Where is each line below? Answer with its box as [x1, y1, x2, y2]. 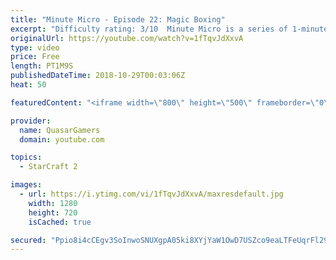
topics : [10, 152, 43, 163]
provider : [10, 116, 52, 126]
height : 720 [28, 207, 78, 218]
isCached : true [28, 217, 92, 227]
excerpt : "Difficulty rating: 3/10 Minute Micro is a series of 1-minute [10, 24, 329, 34]
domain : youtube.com [19, 134, 105, 145]
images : [10, 180, 43, 190]
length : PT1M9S [10, 61, 74, 71]
